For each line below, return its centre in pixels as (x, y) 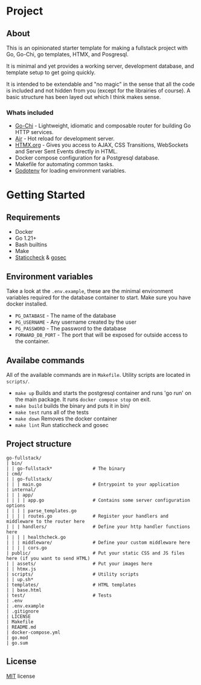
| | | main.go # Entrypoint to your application (93, 484)
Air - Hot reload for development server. (65, 139)
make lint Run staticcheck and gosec (62, 425)
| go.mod (17, 638)
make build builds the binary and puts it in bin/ (72, 405)
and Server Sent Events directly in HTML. (66, 152)
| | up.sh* (20, 579)
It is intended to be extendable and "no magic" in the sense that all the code (101, 84)
